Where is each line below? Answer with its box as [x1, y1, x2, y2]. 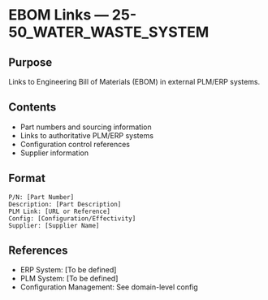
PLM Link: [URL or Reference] [8, 207, 111, 215]
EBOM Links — [8, 6, 110, 24]
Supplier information [19, 148, 89, 158]
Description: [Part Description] [8, 200, 122, 208]
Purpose [8, 55, 53, 69]
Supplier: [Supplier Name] [8, 221, 100, 229]
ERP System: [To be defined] [19, 265, 117, 275]
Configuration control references [19, 139, 130, 149]
